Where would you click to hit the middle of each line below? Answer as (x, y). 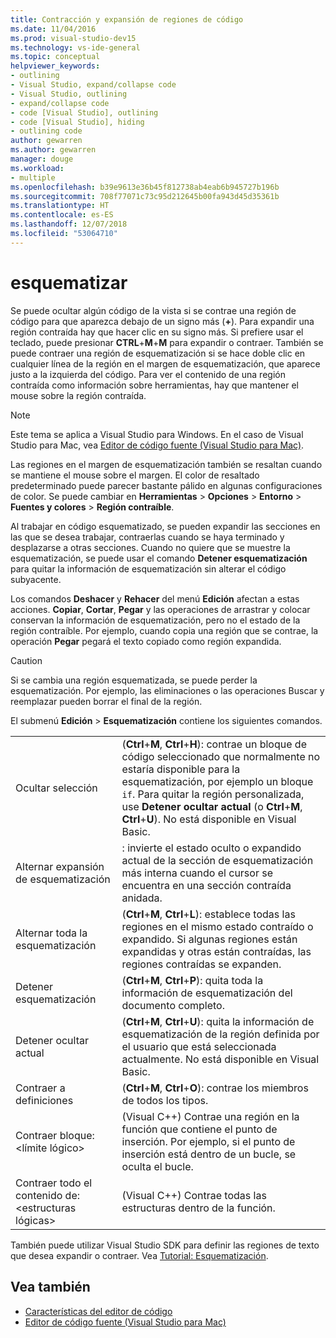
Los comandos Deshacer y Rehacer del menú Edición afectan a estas (155, 598)
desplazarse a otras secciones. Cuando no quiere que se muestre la (150, 547)
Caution (26, 660)
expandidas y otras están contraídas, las (216, 951)
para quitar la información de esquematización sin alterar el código (148, 568)
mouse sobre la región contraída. (78, 395)
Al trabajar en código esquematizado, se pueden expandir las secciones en (165, 526)
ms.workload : (37, 168)
